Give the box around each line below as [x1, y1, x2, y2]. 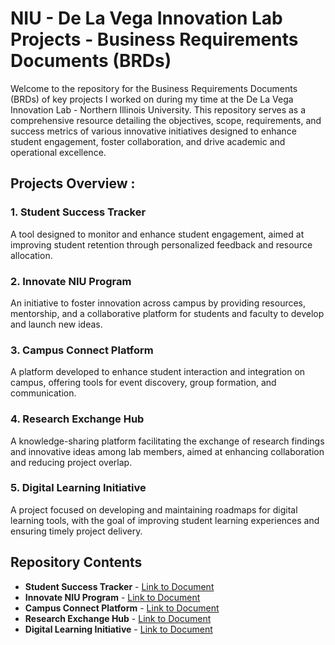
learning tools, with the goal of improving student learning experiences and [10, 514, 320, 526]
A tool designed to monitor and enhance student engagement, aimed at [10, 228, 305, 240]
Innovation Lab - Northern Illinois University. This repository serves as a [10, 103, 307, 116]
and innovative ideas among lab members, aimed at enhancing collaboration [10, 445, 325, 457]
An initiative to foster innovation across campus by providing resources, [10, 297, 307, 309]
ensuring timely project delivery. [10, 525, 143, 537]
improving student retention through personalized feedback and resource [10, 238, 313, 251]
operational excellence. [10, 146, 107, 158]
